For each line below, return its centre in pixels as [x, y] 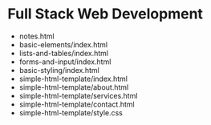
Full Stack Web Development [105, 14]
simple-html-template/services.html [78, 95]
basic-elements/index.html [63, 44]
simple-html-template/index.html [73, 79]
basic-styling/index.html [59, 70]
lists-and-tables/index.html [64, 53]
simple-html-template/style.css [71, 112]
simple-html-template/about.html [74, 87]
